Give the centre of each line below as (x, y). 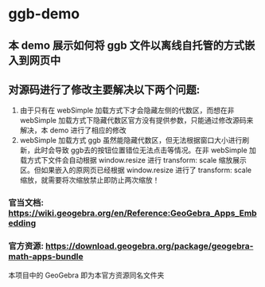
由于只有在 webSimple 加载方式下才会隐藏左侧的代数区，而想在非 (127, 110)
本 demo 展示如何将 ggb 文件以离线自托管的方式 (127, 45)
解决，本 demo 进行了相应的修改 (73, 130)
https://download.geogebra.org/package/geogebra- (149, 246)
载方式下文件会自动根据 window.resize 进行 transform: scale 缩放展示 (133, 160)
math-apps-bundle (46, 257)
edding (22, 223)
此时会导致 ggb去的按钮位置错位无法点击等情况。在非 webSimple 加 (145, 150)
